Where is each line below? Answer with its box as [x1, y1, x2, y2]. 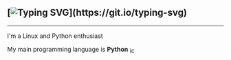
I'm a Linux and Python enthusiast [7, 32, 103, 40]
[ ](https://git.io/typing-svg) [7, 7, 188, 19]
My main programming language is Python [7, 45, 129, 53]
